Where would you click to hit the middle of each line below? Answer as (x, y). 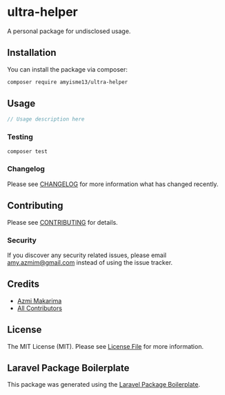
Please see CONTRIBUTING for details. (63, 222)
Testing (20, 137)
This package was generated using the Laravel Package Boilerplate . (104, 385)
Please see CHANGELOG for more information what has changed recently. (113, 184)
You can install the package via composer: (67, 69)
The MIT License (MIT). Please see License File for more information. (105, 346)
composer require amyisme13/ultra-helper (68, 82)
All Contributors (39, 308)
